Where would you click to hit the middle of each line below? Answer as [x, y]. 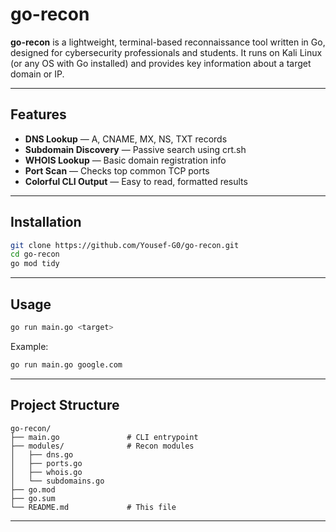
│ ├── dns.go [42, 454]
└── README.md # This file [93, 507]
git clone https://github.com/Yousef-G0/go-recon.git [125, 245]
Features [38, 114]
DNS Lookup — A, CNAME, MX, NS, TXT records [126, 139]
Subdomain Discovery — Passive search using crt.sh [135, 149]
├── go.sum [33, 498]
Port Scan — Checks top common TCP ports [117, 170]
